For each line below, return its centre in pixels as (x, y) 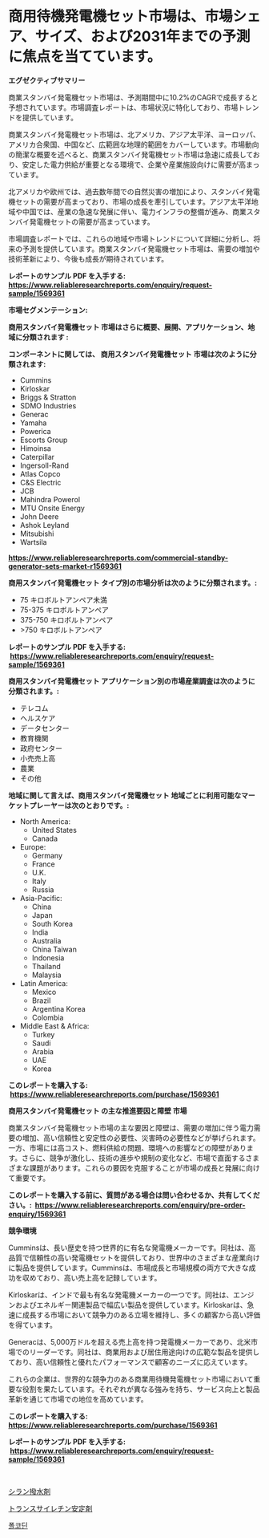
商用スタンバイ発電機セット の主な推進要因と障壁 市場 (98, 1110)
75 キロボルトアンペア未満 (64, 599)
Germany (47, 855)
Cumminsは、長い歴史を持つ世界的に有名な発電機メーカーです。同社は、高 (132, 1248)
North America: (45, 821)
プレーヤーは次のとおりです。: (79, 805)
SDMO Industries (48, 405)
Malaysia (46, 975)
